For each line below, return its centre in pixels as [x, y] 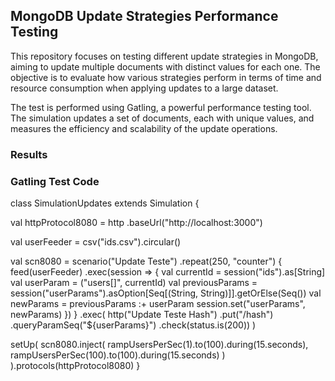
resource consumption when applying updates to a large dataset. [144, 88]
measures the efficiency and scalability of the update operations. [144, 128]
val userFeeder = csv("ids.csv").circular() [96, 242]
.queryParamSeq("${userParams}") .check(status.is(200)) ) [133, 325]
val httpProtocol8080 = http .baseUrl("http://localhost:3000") [136, 223]
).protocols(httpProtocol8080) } [75, 366]
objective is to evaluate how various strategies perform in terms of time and [166, 77]
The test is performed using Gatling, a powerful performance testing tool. [161, 107]
